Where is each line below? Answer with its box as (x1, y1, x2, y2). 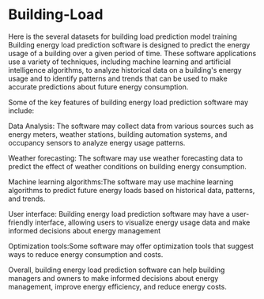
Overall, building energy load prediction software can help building (8, 265, 225, 274)
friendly (8, 218, 34, 227)
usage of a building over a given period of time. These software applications (8, 48, 257, 58)
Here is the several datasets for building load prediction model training (8, 32, 237, 41)
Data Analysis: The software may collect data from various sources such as (8, 121, 255, 131)
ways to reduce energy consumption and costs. (8, 249, 164, 259)
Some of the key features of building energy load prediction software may (8, 97, 249, 107)
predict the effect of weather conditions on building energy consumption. (8, 161, 247, 171)
